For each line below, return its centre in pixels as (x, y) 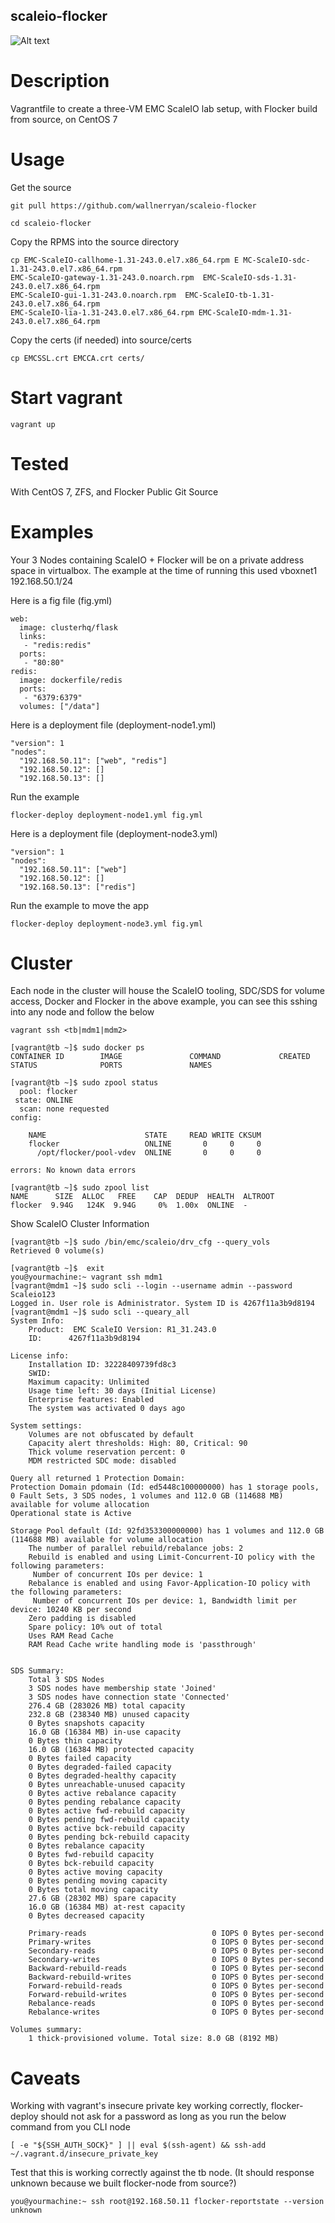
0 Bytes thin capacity (75, 1741)
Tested (40, 463)
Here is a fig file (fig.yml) (61, 600)
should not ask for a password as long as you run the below (163, 2116)
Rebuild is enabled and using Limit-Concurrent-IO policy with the (171, 1557)
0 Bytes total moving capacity (93, 1890)
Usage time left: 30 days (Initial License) (122, 1391)
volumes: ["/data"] (60, 706)
